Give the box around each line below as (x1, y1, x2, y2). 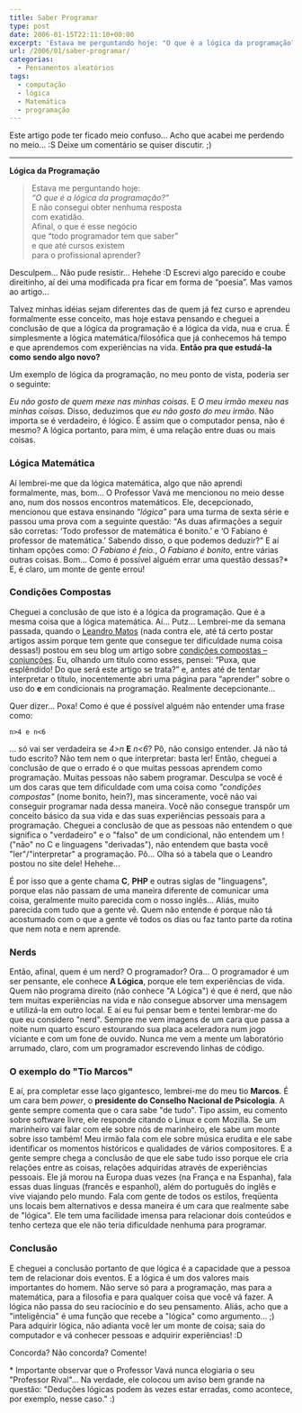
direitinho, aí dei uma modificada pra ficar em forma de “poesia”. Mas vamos (9, 276, 293, 288)
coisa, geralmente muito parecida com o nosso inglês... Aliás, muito (9, 894, 260, 905)
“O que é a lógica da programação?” (31, 193, 170, 204)
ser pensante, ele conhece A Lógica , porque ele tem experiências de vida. (9, 976, 285, 987)
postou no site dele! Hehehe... (9, 857, 121, 869)
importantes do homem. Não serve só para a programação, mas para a (9, 1282, 272, 1292)
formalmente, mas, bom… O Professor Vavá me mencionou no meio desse (9, 487, 285, 498)
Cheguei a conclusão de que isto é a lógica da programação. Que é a (9, 606, 266, 617)
